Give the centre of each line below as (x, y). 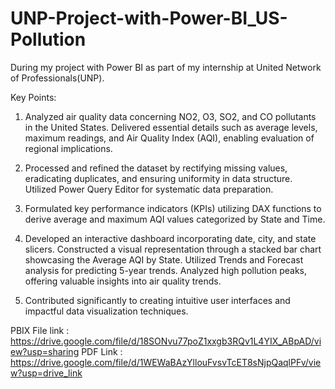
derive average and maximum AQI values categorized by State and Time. (175, 219)
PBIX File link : (40, 330)
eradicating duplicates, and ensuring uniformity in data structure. (158, 178)
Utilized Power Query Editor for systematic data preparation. (149, 189)
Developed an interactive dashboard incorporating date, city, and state (170, 238)
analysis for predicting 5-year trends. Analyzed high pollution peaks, (166, 270)
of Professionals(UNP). (57, 78)
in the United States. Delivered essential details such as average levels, (171, 127)
